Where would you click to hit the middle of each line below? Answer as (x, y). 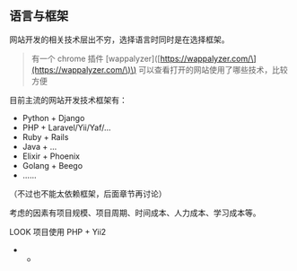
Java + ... (39, 146)
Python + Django (53, 118)
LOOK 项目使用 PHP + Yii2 (58, 232)
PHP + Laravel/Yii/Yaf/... (66, 127)
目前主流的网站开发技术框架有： (68, 100)
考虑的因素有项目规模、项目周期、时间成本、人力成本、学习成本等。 (135, 213)
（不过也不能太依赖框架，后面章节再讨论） (88, 193)
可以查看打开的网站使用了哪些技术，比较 (214, 69)
